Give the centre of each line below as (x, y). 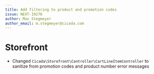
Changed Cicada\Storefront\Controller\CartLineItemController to (80, 61)
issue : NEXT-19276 (24, 14)
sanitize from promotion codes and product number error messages (81, 66)
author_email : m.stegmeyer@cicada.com (44, 23)
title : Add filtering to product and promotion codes (61, 10)
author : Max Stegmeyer (28, 19)
